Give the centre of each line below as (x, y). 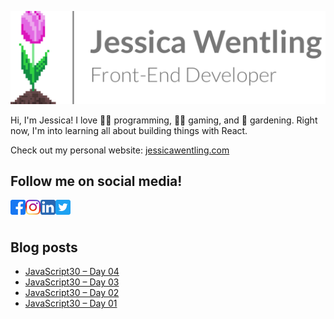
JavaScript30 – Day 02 (72, 293)
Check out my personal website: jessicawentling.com (120, 150)
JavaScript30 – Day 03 (72, 282)
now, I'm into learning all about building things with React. (129, 130)
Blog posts (44, 247)
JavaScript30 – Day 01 (71, 303)
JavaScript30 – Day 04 (72, 272)
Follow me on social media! (96, 181)
